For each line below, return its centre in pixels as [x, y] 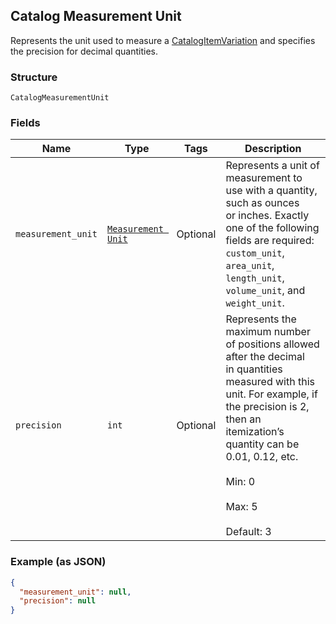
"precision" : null [58, 601]
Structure [34, 77]
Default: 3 [248, 532]
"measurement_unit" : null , [75, 592]
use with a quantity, [271, 191]
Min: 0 [240, 482]
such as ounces [262, 203]
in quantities [254, 369]
